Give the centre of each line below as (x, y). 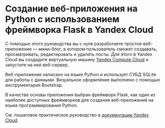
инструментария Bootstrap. (34, 85)
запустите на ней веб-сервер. (37, 65)
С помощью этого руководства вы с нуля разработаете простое (74, 43)
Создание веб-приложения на (71, 9)
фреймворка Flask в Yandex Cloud (79, 30)
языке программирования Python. (41, 105)
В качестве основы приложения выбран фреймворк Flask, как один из (80, 95)
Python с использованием (62, 19)
